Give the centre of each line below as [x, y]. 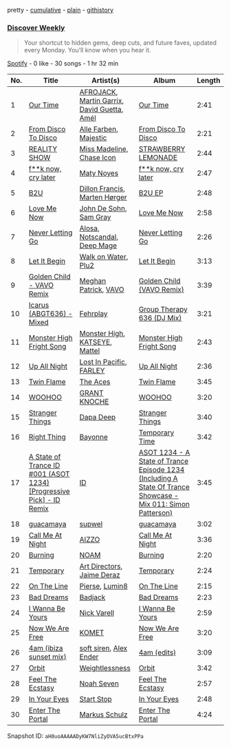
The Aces [95, 382]
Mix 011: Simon [164, 504]
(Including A [158, 479]
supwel [91, 524]
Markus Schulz [104, 715]
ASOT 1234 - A [164, 452]
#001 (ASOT [49, 474]
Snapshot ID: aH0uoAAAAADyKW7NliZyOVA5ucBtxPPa [76, 736]
